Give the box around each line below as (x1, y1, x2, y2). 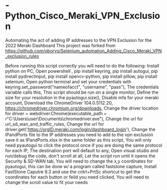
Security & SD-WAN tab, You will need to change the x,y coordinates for (5, 158, 153, 164)
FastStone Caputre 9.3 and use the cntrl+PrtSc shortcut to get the (5, 169, 141, 175)
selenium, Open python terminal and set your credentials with (5, 78, 132, 84)
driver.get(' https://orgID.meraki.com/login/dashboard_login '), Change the (5, 126, 156, 132)
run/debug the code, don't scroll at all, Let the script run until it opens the (5, 153, 156, 159)
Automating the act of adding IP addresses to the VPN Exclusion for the (5, 37, 152, 43)
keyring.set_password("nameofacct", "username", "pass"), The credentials (5, 84, 159, 90)
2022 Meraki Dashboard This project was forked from (5, 42, 116, 48)
